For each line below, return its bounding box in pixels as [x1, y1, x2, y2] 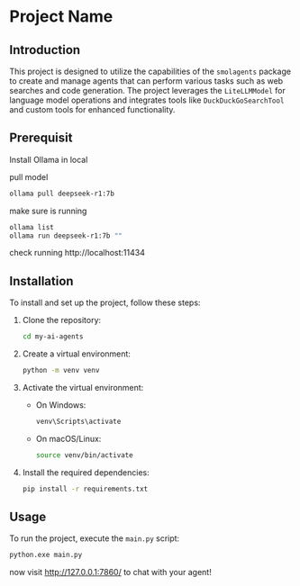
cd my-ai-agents [22, 332, 84, 341]
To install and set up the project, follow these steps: [9, 297, 201, 308]
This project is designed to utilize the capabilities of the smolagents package [9, 66, 291, 77]
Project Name [9, 6, 114, 27]
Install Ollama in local [9, 154, 88, 165]
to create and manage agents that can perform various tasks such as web [9, 76, 284, 86]
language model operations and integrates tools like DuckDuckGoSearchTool [9, 95, 285, 105]
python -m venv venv [22, 366, 100, 375]
